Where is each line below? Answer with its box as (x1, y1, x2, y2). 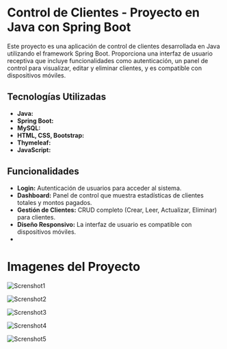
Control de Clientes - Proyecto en (7, 5, 200, 21)
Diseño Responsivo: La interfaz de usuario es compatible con (16, 220, 192, 228)
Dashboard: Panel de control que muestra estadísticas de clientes (16, 191, 204, 200)
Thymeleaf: (16, 139, 51, 147)
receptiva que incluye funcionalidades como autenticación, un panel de (7, 56, 209, 64)
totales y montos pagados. (16, 198, 92, 206)
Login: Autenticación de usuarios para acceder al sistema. (16, 184, 182, 192)
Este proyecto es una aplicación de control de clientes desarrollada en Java (7, 42, 220, 50)
